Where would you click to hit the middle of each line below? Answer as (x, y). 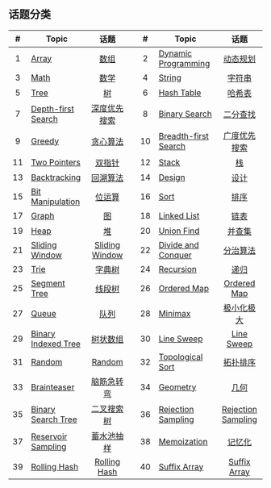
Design (172, 177)
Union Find (179, 231)
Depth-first (52, 109)
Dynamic (175, 53)
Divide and (179, 244)
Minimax (175, 313)
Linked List (179, 215)
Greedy (45, 141)
